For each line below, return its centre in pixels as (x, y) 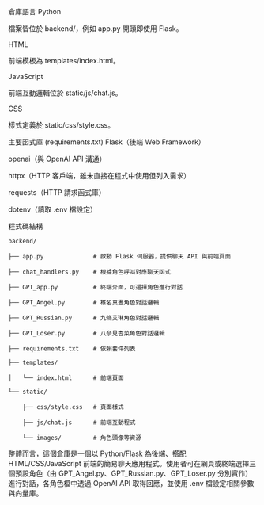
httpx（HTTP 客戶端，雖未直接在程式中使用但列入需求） (100, 176)
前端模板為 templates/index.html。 (64, 61)
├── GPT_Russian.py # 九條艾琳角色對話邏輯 (84, 318)
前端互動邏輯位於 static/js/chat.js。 (65, 93)
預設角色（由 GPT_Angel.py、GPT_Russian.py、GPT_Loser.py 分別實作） (134, 473)
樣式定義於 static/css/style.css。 (62, 125)
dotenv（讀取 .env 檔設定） (53, 209)
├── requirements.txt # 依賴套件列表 (72, 349)
